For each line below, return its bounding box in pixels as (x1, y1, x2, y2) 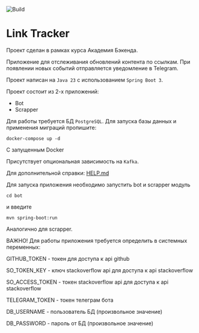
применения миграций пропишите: (6, 124, 97, 131)
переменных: (6, 243, 41, 251)
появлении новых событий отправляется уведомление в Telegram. (6, 64, 179, 72)
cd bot (6, 192, 23, 198)
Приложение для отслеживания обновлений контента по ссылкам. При (6, 58, 191, 66)
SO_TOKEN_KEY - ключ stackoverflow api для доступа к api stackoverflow (6, 266, 194, 273)
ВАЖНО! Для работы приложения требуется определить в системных (6, 237, 188, 244)
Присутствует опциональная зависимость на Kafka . (6, 157, 139, 165)
